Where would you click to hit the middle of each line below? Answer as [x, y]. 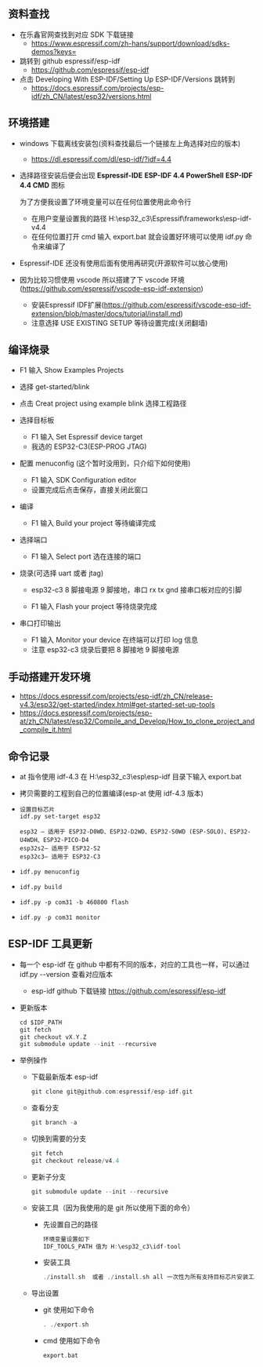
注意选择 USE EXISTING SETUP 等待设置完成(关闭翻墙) [119, 323]
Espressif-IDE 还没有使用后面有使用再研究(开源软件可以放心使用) [124, 263]
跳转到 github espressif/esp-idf [70, 60]
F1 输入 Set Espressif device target [87, 437]
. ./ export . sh [66, 1325]
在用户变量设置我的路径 [69, 218]
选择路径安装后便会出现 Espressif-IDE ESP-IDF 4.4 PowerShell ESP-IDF [136, 175]
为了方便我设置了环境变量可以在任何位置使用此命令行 [105, 202]
